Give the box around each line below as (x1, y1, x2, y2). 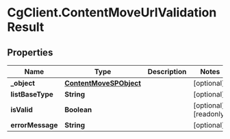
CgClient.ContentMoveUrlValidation (7, 5, 217, 21)
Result (7, 19, 44, 35)
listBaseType (10, 90, 53, 99)
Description (147, 67, 187, 76)
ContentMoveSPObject (64, 79, 142, 88)
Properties (7, 47, 53, 58)
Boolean (64, 105, 92, 114)
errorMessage (10, 121, 58, 129)
